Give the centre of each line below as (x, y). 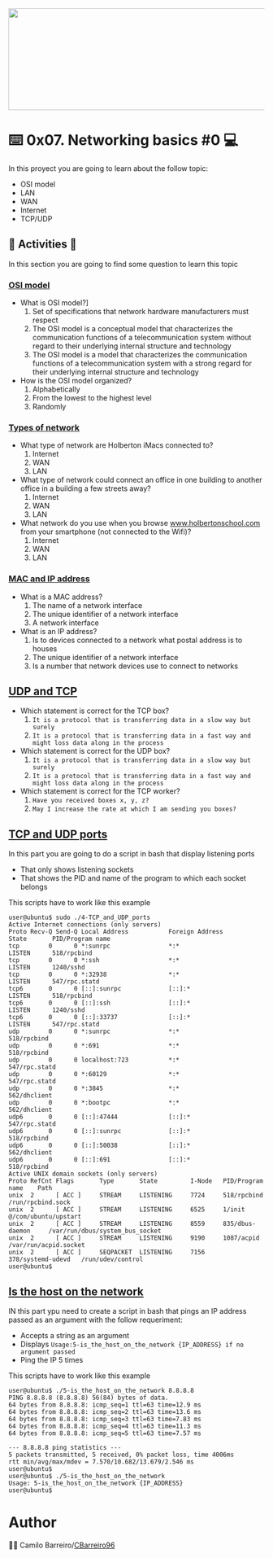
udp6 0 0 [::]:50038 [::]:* (100, 1146)
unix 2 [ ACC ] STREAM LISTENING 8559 (107, 1224)
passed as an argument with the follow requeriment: (95, 1320)
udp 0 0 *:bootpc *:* (94, 1103)
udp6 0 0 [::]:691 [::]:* (100, 1160)
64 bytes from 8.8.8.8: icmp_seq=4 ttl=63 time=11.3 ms (105, 1427)
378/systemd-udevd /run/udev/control (76, 1260)
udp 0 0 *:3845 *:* (94, 1089)
